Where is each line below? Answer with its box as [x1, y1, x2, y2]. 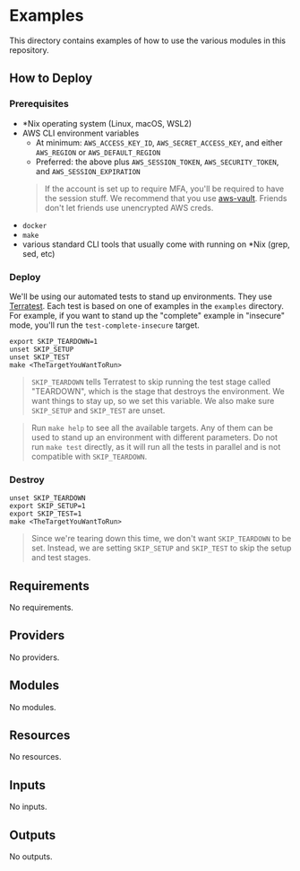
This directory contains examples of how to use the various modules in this [9, 35, 287, 46]
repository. [9, 44, 49, 55]
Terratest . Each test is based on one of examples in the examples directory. [9, 300, 285, 311]
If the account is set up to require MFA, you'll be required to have [44, 183, 285, 194]
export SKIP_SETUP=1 [9, 502, 87, 511]
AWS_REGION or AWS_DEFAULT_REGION [35, 146, 161, 157]
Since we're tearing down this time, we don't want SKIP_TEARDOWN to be [30, 533, 292, 544]
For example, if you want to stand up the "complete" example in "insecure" [9, 310, 285, 321]
